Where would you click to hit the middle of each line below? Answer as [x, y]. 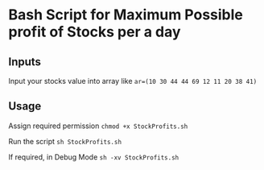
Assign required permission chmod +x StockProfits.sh [98, 126]
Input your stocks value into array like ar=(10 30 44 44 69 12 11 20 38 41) [133, 81]
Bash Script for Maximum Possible [126, 15]
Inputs [25, 62]
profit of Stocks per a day [95, 32]
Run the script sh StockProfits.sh [65, 141]
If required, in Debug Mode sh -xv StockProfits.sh [94, 157]
